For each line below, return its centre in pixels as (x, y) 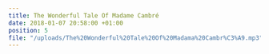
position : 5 (28, 30)
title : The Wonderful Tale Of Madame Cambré (84, 15)
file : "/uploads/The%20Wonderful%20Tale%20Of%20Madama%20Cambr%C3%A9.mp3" (136, 38)
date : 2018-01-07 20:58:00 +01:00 (66, 23)
